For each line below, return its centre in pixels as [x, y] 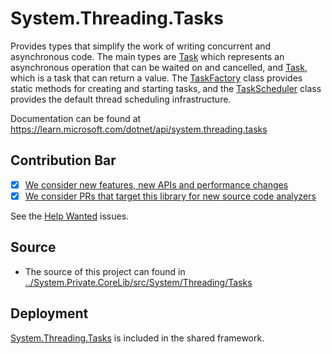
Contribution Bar [63, 160]
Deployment [49, 313]
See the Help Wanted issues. [70, 216]
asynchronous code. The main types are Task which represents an [147, 56]
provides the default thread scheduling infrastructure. [121, 99]
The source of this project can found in [105, 271]
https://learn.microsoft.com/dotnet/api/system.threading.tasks [139, 129]
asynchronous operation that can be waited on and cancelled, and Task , [159, 67]
